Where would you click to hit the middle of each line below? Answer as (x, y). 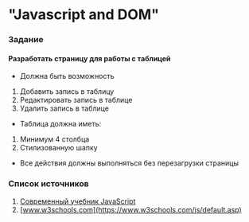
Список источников (49, 184)
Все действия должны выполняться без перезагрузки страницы (129, 163)
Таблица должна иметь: (60, 124)
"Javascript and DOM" (84, 15)
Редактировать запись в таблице (76, 100)
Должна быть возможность (67, 76)
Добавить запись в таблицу (67, 92)
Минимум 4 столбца (54, 139)
